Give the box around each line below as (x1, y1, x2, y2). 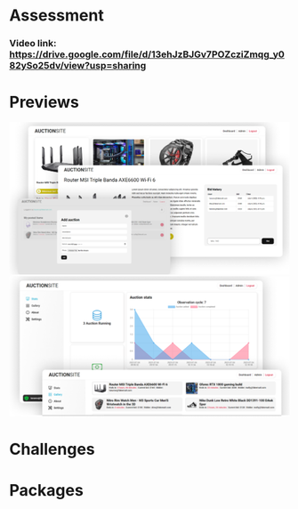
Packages (9, 480, 85, 500)
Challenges (9, 440, 95, 459)
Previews (9, 93, 80, 112)
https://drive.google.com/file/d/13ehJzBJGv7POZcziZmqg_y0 (9, 48, 285, 61)
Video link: (9, 37, 57, 50)
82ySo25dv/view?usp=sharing (9, 60, 147, 72)
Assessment (9, 5, 104, 26)
